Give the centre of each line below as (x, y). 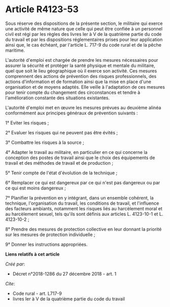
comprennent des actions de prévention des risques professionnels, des (81, 76)
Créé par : (15, 264)
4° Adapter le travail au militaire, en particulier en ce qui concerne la (76, 152)
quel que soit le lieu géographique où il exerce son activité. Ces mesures (81, 71)
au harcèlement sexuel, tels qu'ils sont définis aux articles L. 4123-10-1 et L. (84, 214)
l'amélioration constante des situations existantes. (58, 98)
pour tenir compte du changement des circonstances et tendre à (73, 92)
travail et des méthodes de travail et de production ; (59, 163)
